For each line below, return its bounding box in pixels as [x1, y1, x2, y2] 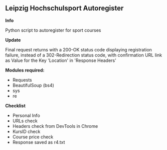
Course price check [12, 133, 54, 140]
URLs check [12, 118, 38, 124]
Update [5, 37, 21, 43]
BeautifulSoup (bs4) [12, 82, 54, 88]
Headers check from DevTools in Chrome [12, 123, 98, 129]
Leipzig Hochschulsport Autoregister [5, 4, 124, 13]
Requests [12, 77, 32, 83]
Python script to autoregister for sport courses [5, 27, 101, 33]
